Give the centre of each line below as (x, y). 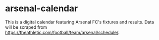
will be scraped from (26, 27)
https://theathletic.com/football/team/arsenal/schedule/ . (62, 32)
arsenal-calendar (42, 9)
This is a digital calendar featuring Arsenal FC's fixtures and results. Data (80, 22)
